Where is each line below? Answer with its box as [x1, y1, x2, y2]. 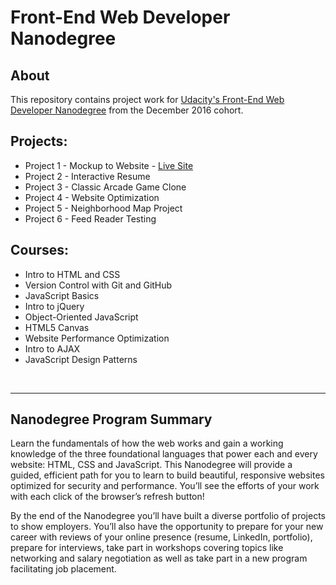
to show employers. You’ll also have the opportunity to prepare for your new [10, 521, 324, 533]
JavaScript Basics [24, 289, 100, 301]
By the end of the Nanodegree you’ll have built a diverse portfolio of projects [10, 510, 327, 522]
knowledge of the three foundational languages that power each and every [10, 448, 318, 460]
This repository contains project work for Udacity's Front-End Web [10, 94, 285, 105]
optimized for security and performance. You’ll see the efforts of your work [10, 480, 320, 492]
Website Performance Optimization [24, 332, 170, 344]
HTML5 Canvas [24, 321, 90, 333]
